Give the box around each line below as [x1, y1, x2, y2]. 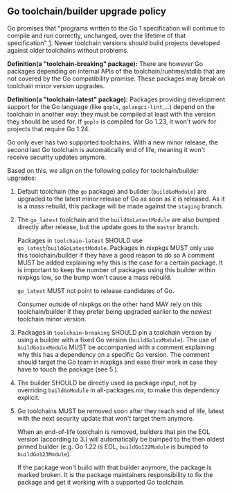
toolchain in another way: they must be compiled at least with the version [7, 110, 216, 118]
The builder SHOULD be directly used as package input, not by [17, 378, 197, 387]
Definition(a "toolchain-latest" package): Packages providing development [7, 95, 225, 103]
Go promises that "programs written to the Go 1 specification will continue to [7, 24, 225, 32]
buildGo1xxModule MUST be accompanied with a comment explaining [17, 343, 215, 351]
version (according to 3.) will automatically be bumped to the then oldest [17, 435, 225, 443]
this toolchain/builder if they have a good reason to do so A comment [17, 251, 215, 259]
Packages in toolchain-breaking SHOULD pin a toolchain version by [17, 328, 213, 336]
